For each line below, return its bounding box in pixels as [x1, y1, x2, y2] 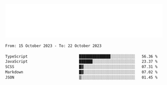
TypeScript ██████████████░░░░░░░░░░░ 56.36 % [5, 54, 157, 59]
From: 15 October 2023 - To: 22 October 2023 [5, 43, 101, 48]
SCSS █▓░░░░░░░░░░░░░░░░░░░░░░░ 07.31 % [5, 64, 157, 69]
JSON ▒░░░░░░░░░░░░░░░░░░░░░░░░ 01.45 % [5, 75, 157, 80]
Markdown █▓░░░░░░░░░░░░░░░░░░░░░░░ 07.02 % [5, 69, 157, 75]
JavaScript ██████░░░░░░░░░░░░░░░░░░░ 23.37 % [5, 59, 157, 64]
